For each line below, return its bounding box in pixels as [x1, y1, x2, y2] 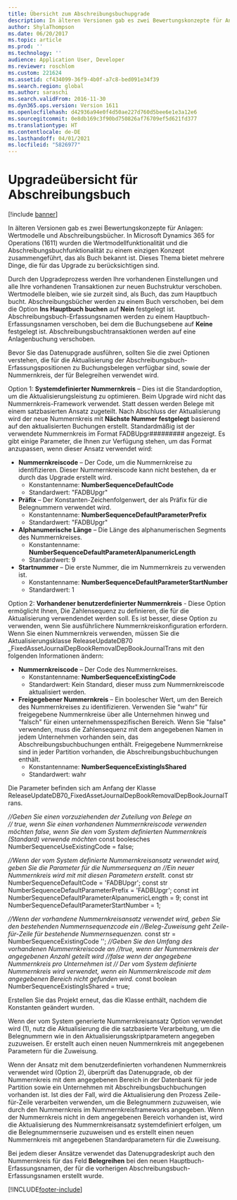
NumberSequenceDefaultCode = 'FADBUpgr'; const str [8, 878, 168, 887]
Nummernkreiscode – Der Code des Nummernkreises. [18, 666, 178, 674]
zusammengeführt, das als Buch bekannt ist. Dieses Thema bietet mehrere [8, 254, 224, 262]
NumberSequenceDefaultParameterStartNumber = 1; [8, 901, 161, 910]
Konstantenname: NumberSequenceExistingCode [28, 673, 177, 681]
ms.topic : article [8, 37, 62, 44]
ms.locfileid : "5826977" [8, 142, 81, 149]
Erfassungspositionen [8, 364, 71, 372]
